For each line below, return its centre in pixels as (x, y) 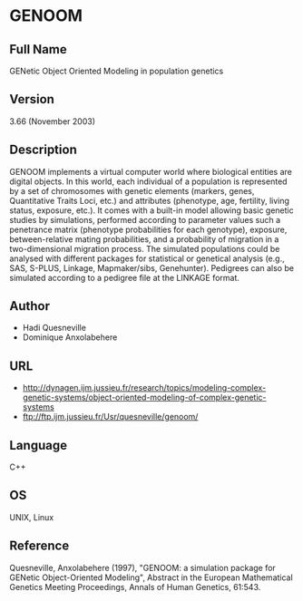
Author (29, 306)
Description (43, 150)
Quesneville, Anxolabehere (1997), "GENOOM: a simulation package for (143, 567)
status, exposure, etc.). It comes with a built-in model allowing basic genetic (151, 210)
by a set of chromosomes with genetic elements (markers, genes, (132, 190)
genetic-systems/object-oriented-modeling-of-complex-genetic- (144, 397)
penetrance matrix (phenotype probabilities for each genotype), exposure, (148, 229)
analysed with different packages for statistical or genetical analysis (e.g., (147, 258)
